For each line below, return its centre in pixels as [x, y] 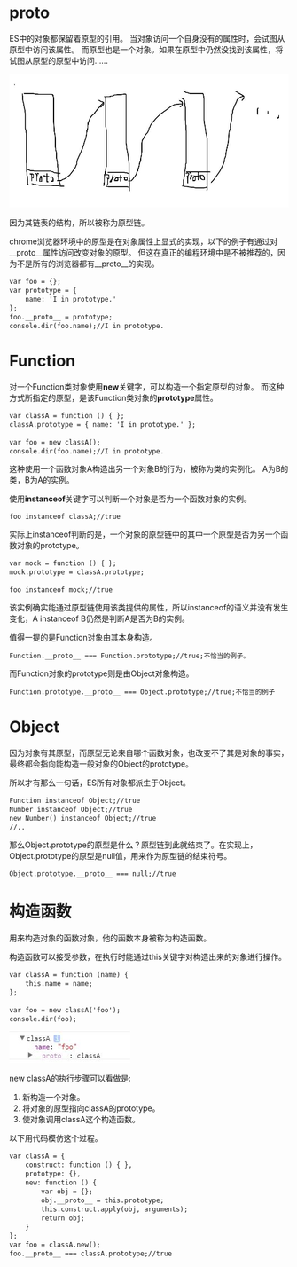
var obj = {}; [67, 1192]
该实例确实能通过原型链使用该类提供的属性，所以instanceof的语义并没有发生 [149, 607]
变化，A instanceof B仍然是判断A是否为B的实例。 [100, 618]
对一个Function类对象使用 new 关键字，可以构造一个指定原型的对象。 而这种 [147, 386]
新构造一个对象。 [53, 1097]
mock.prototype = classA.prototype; [77, 572]
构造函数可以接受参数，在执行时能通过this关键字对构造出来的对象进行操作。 [148, 956]
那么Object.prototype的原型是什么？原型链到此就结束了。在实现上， [133, 845]
